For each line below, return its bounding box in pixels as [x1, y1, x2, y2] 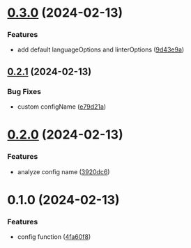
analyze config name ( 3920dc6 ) [17, 167, 110, 176]
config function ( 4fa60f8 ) [17, 233, 91, 241]
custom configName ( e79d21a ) [17, 102, 107, 111]
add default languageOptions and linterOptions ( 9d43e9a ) [17, 45, 185, 54]
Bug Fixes [7, 86, 42, 96]
